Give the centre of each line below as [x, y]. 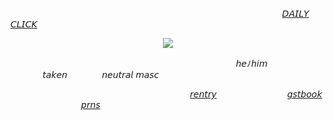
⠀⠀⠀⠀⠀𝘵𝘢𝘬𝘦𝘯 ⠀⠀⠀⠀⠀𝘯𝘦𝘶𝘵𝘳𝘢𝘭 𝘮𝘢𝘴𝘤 [85, 74]
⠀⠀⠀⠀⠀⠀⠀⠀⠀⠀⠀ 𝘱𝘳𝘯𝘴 [55, 104]
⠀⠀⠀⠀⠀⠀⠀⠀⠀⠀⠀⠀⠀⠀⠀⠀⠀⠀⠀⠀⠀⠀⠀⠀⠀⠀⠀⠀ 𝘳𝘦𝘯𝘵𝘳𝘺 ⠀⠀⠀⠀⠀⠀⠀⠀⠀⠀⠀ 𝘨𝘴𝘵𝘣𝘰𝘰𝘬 [166, 94]
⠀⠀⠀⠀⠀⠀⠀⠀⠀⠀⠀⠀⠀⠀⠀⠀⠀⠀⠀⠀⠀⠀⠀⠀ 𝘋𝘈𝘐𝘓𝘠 [219, 13]
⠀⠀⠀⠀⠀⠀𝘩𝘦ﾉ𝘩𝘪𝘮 [232, 63]
